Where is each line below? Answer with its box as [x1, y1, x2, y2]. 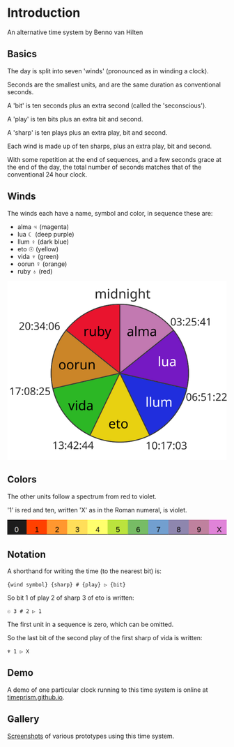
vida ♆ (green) [17, 252, 59, 260]
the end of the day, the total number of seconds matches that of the [7, 163, 202, 171]
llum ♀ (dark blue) [17, 237, 70, 246]
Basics [7, 48, 37, 60]
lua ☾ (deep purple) [17, 230, 75, 238]
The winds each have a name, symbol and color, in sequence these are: [7, 209, 213, 217]
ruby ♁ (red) [17, 267, 53, 275]
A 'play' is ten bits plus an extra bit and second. [7, 114, 143, 123]
